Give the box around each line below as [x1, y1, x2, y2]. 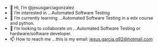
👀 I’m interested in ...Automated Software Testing [9, 10, 110, 16]
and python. [9, 20, 35, 26]
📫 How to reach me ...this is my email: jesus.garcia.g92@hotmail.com [9, 36, 153, 42]
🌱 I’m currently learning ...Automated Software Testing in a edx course [9, 15, 154, 21]
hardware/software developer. [9, 31, 72, 36]
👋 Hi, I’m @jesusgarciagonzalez [9, 5, 74, 10]
